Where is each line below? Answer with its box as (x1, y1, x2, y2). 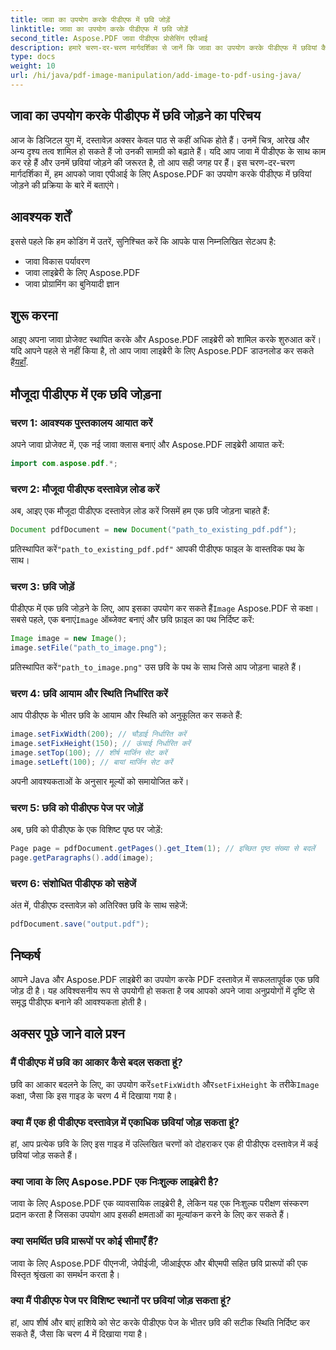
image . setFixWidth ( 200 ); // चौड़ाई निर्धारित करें (10, 729, 187, 740)
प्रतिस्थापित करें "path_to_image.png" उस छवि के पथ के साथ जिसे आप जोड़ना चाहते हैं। (10, 661, 302, 673)
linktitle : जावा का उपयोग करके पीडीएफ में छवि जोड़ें (10, 24, 189, 34)
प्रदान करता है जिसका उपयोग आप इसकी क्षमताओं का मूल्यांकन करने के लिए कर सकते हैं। (10, 1209, 290, 1221)
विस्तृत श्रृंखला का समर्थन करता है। (10, 1268, 121, 1280)
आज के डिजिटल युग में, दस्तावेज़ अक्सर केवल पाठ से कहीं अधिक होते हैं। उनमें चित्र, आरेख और (10, 134, 310, 146)
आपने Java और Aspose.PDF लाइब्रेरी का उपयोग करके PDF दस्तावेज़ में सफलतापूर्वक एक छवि (10, 973, 320, 985)
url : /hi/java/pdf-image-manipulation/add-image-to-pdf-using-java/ (10, 71, 302, 81)
